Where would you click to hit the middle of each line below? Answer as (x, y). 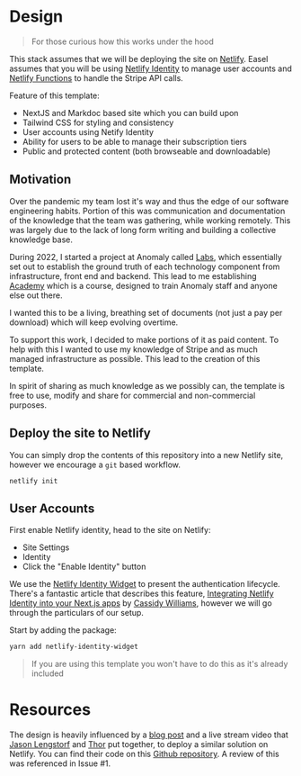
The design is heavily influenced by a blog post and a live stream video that (149, 735)
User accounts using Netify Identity (88, 131)
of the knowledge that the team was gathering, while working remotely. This (150, 220)
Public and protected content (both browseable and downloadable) (146, 151)
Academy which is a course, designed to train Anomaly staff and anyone (144, 285)
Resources (50, 710)
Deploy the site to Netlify (80, 433)
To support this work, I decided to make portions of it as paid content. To (144, 339)
